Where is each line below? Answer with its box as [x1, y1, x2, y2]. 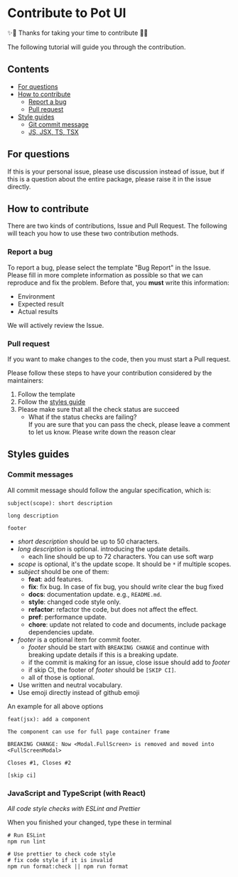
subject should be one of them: [17, 567, 109, 575]
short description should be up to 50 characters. [17, 537, 160, 546]
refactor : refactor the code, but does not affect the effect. [28, 605, 198, 613]
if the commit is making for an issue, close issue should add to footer [28, 658, 230, 666]
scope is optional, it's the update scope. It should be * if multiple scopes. [17, 560, 232, 568]
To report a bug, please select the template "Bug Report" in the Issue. [7, 263, 211, 272]
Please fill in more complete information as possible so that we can [7, 270, 203, 279]
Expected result [17, 299, 64, 308]
